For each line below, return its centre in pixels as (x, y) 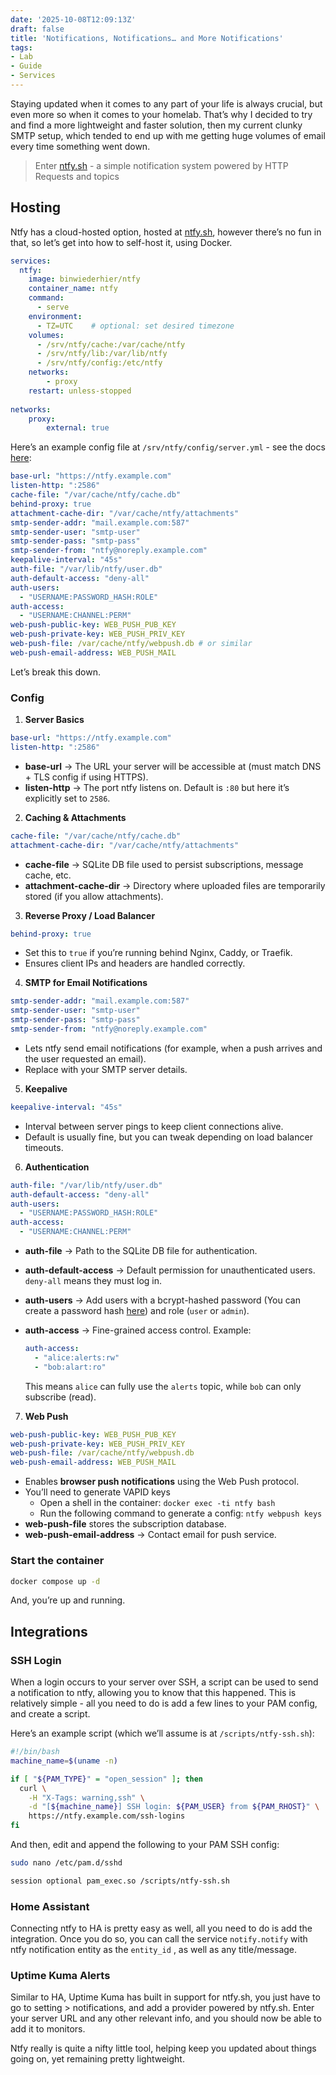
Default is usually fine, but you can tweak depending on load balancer (168, 1137)
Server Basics (54, 720)
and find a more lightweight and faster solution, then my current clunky (156, 125)
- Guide (26, 66)
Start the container (57, 1561)
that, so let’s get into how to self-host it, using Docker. (121, 242)
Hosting (36, 207)
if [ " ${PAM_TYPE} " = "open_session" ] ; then (107, 1779)
